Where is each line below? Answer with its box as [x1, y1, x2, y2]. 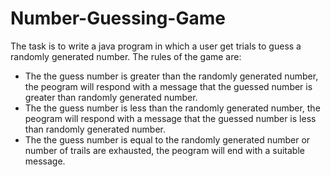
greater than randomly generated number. [24, 91, 198, 103]
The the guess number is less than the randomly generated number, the [24, 102, 321, 114]
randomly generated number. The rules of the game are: [10, 50, 242, 62]
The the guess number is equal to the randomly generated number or [24, 133, 311, 146]
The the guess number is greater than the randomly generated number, [24, 70, 319, 82]
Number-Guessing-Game [10, 7, 226, 30]
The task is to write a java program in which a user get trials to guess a [10, 40, 302, 52]
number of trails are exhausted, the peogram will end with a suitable [24, 144, 305, 156]
